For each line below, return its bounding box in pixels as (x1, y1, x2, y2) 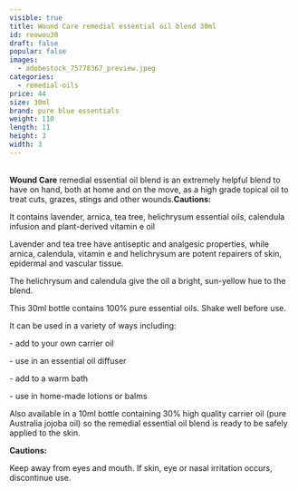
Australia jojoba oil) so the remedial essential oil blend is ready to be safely (9, 417, 288, 428)
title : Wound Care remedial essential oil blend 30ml (9, 22, 217, 31)
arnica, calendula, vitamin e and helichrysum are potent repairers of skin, (9, 248, 283, 259)
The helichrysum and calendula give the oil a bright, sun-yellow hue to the (9, 275, 286, 286)
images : (9, 55, 39, 64)
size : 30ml (9, 97, 51, 107)
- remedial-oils (17, 81, 79, 90)
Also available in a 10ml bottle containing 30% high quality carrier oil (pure (9, 407, 287, 418)
